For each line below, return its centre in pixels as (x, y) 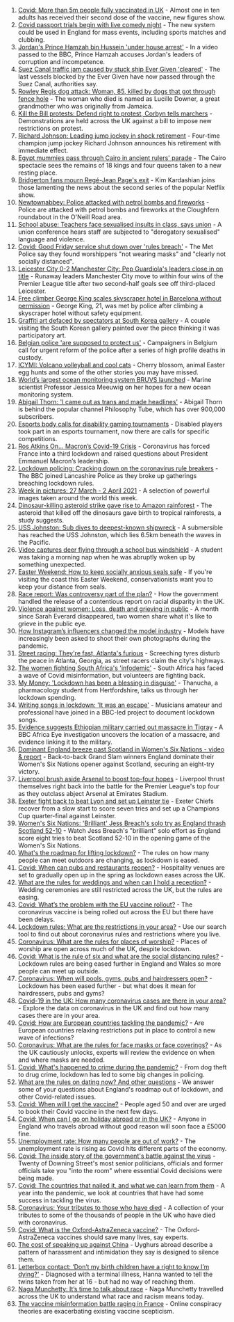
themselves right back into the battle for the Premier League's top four (119, 786)
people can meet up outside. (59, 971)
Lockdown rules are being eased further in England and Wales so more (119, 964)
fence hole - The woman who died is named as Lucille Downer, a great (119, 99)
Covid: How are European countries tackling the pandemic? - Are (111, 1023)
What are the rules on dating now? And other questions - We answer (116, 1082)
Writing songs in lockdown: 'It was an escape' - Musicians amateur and (120, 705)
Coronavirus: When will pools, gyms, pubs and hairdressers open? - (115, 978)
